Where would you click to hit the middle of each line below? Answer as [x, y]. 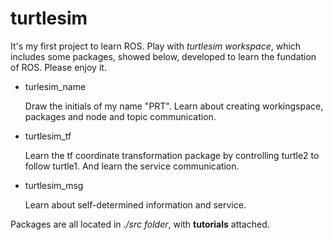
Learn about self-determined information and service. [135, 204]
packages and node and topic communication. [120, 116]
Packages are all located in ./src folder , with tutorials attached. [140, 224]
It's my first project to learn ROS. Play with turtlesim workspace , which [156, 46]
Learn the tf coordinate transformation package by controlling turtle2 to [172, 155]
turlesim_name [55, 86]
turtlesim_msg [54, 185]
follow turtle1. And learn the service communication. [132, 166]
